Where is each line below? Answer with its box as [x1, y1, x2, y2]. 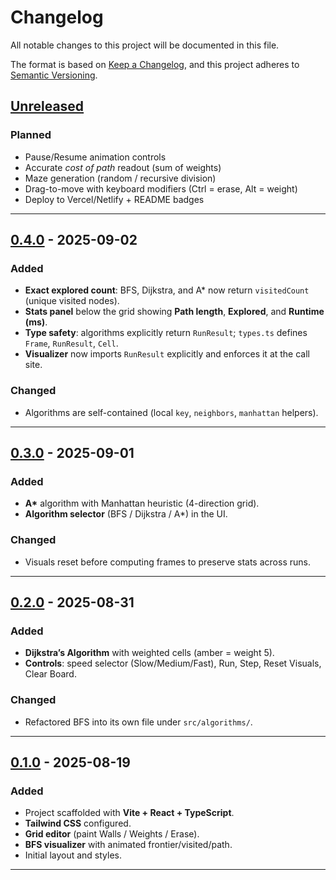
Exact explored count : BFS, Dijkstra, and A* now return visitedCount [24, 284, 310, 296]
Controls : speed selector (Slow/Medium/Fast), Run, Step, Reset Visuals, [24, 657, 322, 670]
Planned [10, 128, 52, 142]
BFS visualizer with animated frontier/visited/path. [24, 839, 233, 851]
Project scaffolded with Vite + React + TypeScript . [24, 807, 235, 819]
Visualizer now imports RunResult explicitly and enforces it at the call [24, 348, 310, 360]
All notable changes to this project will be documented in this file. [10, 39, 280, 51]
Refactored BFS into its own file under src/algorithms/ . [24, 716, 253, 728]
